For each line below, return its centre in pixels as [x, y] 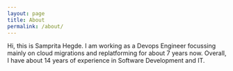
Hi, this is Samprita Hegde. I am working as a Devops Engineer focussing [112, 46]
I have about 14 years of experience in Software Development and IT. [106, 61]
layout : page [26, 13]
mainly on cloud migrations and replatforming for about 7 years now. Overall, [117, 53]
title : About [26, 20]
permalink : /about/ [35, 26]
